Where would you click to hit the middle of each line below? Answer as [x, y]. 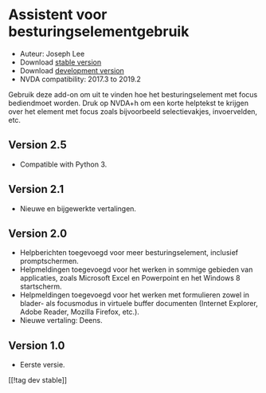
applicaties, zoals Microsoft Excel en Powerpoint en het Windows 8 [130, 278]
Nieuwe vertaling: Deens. [61, 320]
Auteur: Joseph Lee [52, 53]
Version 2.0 [38, 233]
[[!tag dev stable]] [38, 380]
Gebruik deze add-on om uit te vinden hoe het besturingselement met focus [133, 94]
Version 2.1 [36, 189]
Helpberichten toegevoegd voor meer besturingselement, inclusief [129, 253]
